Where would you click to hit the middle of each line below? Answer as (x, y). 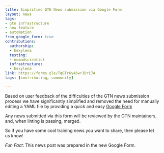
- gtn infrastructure (27, 23)
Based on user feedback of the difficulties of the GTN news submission (77, 96)
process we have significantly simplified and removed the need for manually (82, 101)
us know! (14, 135)
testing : (18, 55)
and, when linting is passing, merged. (43, 121)
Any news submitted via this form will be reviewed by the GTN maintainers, (81, 116)
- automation (18, 32)
